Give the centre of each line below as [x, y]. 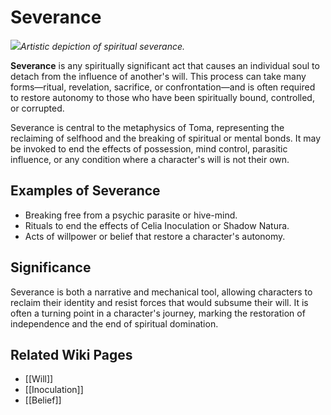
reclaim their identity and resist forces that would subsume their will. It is [159, 302]
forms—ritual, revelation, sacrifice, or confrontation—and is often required [163, 87]
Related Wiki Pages [71, 354]
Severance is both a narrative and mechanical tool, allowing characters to [161, 292]
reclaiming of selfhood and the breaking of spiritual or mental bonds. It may [166, 138]
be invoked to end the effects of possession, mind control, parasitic [149, 148]
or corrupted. [37, 108]
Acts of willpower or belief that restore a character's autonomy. [155, 236]
